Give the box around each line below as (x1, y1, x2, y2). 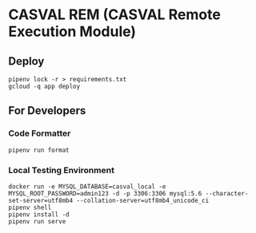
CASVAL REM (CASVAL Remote (8, 6, 222, 24)
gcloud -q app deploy (8, 82, 81, 90)
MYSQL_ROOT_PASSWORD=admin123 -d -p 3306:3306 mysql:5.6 (8, 189, 202, 197)
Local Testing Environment (8, 164, 114, 176)
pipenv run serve (8, 217, 66, 225)
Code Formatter (8, 128, 71, 139)
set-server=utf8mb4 (8, 196, 74, 204)
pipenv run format (8, 146, 70, 154)
